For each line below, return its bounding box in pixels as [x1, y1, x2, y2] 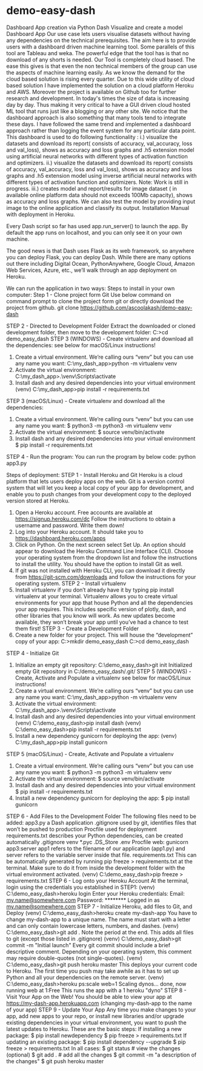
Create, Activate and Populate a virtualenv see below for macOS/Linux [15, 674, 191, 681]
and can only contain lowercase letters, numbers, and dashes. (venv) [6, 922, 179, 929]
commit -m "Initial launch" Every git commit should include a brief [6, 941, 171, 948]
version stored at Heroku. [6, 497, 70, 504]
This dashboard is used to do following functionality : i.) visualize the [6, 133, 178, 140]
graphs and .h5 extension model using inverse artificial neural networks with [6, 172, 197, 179]
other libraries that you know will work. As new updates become [15, 612, 176, 619]
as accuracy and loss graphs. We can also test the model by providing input [6, 198, 196, 205]
